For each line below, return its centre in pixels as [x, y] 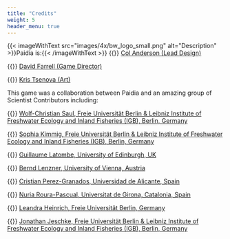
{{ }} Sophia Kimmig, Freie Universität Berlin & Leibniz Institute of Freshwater [115, 134]
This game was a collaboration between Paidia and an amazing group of [109, 93]
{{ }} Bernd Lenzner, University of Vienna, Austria [76, 168]
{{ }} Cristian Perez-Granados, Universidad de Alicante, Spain [94, 181]
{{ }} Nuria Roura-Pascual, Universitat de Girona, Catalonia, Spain [99, 195]
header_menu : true [33, 26]
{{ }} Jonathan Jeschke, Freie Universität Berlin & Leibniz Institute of [103, 221]
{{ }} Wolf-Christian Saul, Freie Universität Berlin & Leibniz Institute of [104, 113]
